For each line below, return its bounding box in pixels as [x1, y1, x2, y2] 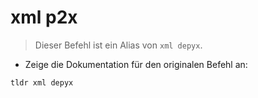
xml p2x [10, 6, 78, 29]
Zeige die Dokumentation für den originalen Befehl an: [24, 58, 248, 70]
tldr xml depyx [10, 77, 74, 88]
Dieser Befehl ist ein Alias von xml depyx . [34, 39, 203, 51]
